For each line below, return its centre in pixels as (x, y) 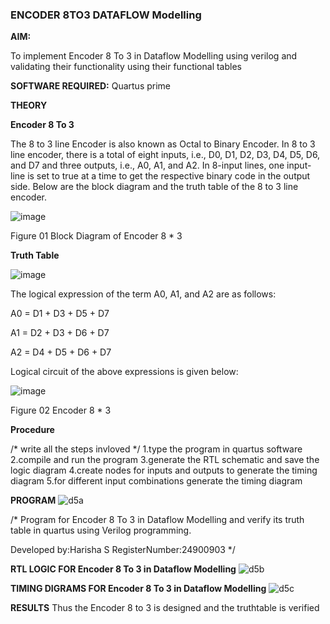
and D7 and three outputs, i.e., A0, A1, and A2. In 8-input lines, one (147, 165)
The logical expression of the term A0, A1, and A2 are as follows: (143, 294)
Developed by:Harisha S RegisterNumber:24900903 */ (123, 550)
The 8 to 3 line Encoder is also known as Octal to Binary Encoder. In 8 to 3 (163, 144)
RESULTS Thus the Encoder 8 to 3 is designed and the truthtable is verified (165, 608)
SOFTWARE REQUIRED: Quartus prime (91, 86)
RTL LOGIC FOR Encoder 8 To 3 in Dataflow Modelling (123, 569)
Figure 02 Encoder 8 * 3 (61, 410)
